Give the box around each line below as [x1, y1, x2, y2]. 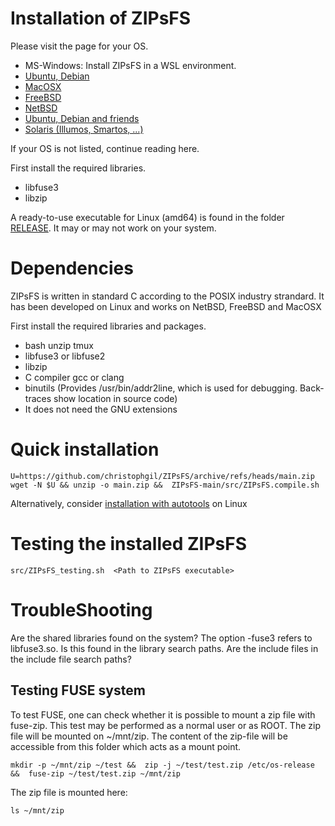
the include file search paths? [10, 653, 132, 665]
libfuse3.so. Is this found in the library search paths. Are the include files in [10, 642, 319, 654]
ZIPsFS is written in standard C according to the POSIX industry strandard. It [10, 290, 325, 302]
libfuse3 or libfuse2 [24, 350, 106, 362]
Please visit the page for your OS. [10, 40, 149, 52]
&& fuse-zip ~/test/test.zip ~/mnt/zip [10, 768, 182, 779]
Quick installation [10, 438, 160, 461]
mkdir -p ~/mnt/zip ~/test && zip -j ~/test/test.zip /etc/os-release [10, 760, 315, 770]
